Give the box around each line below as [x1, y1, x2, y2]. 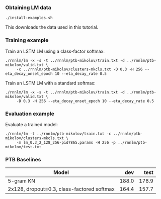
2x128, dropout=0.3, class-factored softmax [8, 185, 115, 192]
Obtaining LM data [5, 4, 51, 11]
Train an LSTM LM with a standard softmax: [5, 80, 96, 86]
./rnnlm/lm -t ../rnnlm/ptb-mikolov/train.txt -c [5, 131, 112, 136]
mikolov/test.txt [5, 144, 42, 149]
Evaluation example [5, 110, 54, 117]
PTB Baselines [5, 156, 41, 163]
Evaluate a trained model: [5, 121, 58, 127]
